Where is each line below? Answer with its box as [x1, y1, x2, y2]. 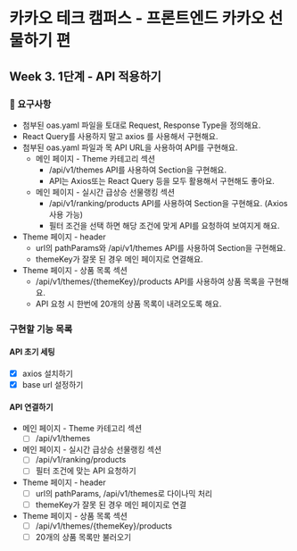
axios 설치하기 [21, 368, 73, 379]
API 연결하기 [9, 401, 54, 412]
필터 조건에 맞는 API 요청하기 [35, 465, 136, 476]
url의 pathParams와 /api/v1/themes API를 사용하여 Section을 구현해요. [35, 242, 286, 253]
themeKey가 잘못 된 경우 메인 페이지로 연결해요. [35, 254, 203, 264]
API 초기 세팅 [9, 346, 55, 357]
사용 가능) [48, 209, 83, 220]
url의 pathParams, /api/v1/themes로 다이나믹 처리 [35, 488, 212, 498]
